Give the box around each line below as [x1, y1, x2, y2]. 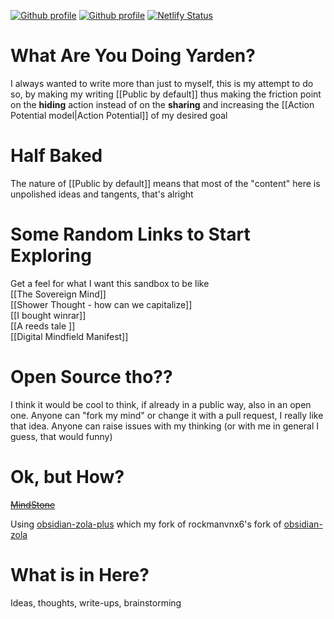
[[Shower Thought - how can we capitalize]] [10, 298, 193, 310]
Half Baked [10, 145, 103, 167]
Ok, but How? [10, 465, 125, 488]
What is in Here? [10, 563, 150, 586]
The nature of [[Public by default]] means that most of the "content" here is [10, 177, 321, 189]
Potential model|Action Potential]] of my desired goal [10, 109, 228, 121]
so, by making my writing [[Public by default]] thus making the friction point [10, 88, 322, 100]
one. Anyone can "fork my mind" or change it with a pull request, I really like [10, 409, 324, 421]
